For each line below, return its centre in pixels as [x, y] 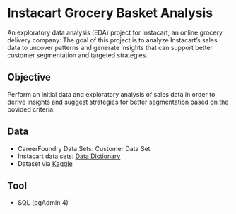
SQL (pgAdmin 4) [43, 203]
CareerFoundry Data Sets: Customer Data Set [84, 148]
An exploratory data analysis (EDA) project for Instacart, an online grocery [115, 32]
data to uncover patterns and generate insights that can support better [110, 47]
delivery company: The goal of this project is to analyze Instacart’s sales [112, 40]
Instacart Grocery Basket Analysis [110, 13]
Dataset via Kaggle [45, 163]
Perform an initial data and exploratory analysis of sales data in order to [111, 94]
